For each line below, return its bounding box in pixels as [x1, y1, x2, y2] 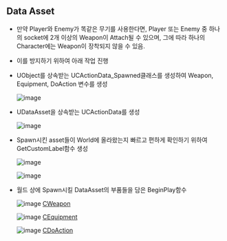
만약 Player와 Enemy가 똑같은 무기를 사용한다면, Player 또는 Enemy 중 [16, 24, 208, 33]
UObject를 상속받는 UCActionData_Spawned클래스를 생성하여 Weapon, [16, 71, 214, 79]
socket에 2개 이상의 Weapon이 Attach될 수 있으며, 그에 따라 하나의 [23, 33, 206, 41]
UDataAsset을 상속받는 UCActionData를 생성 [16, 107, 140, 116]
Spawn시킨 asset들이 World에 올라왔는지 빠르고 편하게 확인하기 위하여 [16, 136, 208, 144]
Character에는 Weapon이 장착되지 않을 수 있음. [16, 41, 145, 50]
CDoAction [43, 226, 74, 234]
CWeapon [43, 199, 71, 207]
